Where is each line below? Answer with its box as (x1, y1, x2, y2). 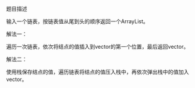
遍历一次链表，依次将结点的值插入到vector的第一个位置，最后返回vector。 (6, 43, 189, 50)
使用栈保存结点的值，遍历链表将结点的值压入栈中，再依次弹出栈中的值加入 (6, 68, 189, 76)
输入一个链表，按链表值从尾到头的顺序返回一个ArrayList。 (6, 18, 149, 25)
